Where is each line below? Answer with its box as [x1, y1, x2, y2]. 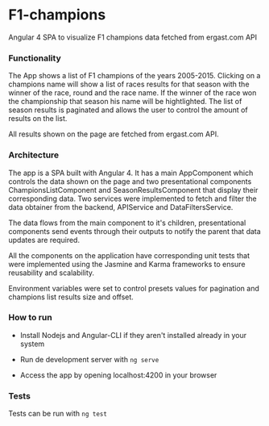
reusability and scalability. [8, 268, 95, 278]
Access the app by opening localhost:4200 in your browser [19, 370, 217, 380]
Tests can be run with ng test [8, 409, 107, 419]
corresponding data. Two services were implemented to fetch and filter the [8, 194, 257, 203]
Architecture [8, 149, 60, 161]
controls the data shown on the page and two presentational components [8, 176, 252, 186]
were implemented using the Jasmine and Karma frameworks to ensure [8, 259, 246, 269]
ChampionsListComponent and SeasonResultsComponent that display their [8, 185, 259, 194]
